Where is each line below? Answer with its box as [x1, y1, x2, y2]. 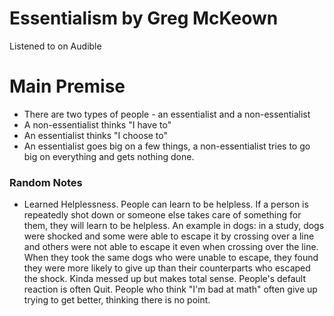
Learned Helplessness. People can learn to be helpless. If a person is [23, 198, 309, 211]
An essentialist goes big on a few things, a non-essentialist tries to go [23, 140, 311, 152]
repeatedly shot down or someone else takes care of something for [23, 209, 302, 221]
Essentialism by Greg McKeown [9, 7, 279, 30]
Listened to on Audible [9, 40, 102, 52]
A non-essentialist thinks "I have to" [23, 118, 172, 131]
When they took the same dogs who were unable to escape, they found [23, 252, 319, 264]
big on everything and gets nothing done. [23, 150, 195, 162]
